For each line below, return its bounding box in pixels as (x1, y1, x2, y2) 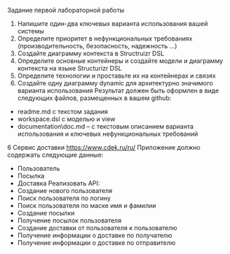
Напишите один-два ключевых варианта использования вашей (17, 20, 208, 27)
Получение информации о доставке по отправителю (17, 239, 176, 247)
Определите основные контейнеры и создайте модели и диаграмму (17, 57, 223, 65)
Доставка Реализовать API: (17, 179, 100, 188)
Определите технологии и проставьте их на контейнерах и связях (17, 71, 216, 80)
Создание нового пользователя (17, 187, 113, 195)
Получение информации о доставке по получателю (17, 231, 172, 239)
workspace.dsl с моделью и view (17, 115, 116, 123)
